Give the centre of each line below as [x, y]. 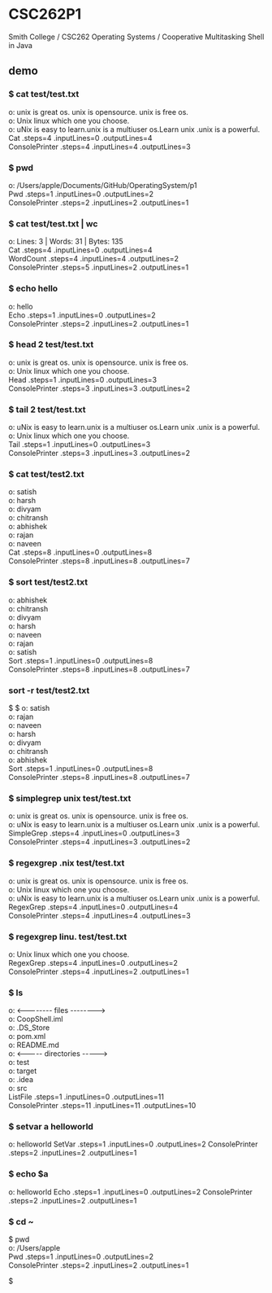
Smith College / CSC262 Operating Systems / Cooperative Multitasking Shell [136, 37]
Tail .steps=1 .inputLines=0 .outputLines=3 [80, 445]
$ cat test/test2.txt [47, 475]
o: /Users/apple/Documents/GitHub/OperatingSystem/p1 [103, 185]
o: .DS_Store [29, 1028]
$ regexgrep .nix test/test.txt [67, 863]
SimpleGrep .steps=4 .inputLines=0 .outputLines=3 [94, 833]
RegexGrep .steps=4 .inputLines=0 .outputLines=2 [93, 962]
